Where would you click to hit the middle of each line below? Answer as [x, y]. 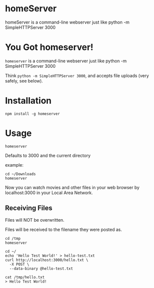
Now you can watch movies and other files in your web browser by [72, 187]
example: [14, 165]
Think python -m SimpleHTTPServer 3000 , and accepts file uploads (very [77, 75]
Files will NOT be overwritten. [35, 220]
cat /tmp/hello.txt [25, 277]
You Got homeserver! [49, 47]
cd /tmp [13, 238]
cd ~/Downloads [21, 174]
